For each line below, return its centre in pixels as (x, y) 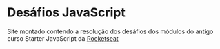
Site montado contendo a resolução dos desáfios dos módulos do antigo (110, 31)
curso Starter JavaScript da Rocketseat (63, 38)
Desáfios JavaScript (67, 13)
